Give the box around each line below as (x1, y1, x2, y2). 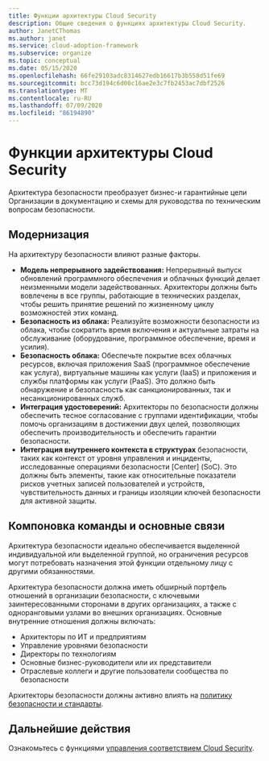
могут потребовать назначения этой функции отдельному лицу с (8, 557, 234, 568)
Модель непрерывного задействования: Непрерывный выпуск (19, 265, 242, 275)
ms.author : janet (8, 34, 67, 43)
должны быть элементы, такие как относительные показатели (19, 470, 236, 480)
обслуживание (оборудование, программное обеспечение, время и (19, 333, 256, 343)
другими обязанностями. (8, 566, 95, 576)
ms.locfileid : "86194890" (8, 110, 95, 118)
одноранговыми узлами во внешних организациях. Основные (8, 607, 222, 617)
